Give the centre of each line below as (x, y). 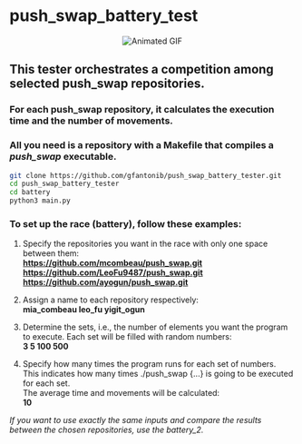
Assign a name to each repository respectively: (111, 300)
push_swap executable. (63, 157)
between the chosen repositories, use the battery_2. (107, 430)
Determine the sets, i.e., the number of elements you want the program (155, 327)
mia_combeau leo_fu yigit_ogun (83, 310)
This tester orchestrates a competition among (141, 69)
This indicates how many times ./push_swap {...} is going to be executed (158, 374)
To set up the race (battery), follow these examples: (126, 223)
